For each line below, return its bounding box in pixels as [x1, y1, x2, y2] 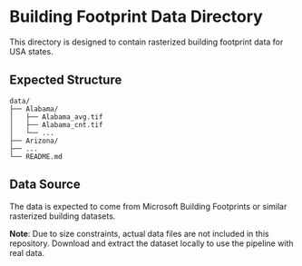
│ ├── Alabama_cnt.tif [9, 120, 103, 129]
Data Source [9, 177, 81, 192]
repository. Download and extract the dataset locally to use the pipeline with [9, 238, 294, 249]
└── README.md [9, 152, 63, 161]
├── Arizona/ [9, 136, 59, 145]
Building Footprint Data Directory [9, 6, 263, 27]
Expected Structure [9, 73, 122, 88]
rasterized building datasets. [9, 211, 116, 222]
